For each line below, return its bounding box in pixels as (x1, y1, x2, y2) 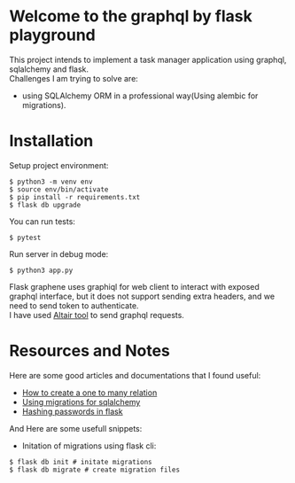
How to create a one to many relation (21, 387, 158, 398)
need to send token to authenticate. (9, 300, 139, 311)
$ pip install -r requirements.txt (9, 192, 141, 201)
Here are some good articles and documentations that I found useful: (9, 370, 261, 380)
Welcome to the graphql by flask (9, 6, 252, 27)
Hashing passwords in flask (21, 406, 123, 417)
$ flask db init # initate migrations (9, 457, 152, 466)
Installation (9, 131, 94, 152)
